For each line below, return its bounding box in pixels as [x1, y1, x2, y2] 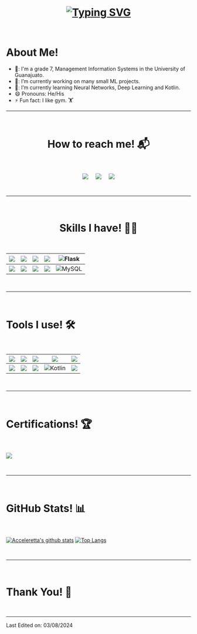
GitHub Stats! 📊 [6, 501, 86, 515]
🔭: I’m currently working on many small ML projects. [14, 77, 141, 84]
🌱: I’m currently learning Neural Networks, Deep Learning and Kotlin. [14, 84, 181, 91]
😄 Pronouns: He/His [14, 90, 64, 97]
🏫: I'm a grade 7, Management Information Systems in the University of [14, 65, 186, 72]
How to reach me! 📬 [47, 138, 150, 151]
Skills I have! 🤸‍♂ [59, 222, 138, 235]
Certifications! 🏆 [6, 418, 93, 431]
